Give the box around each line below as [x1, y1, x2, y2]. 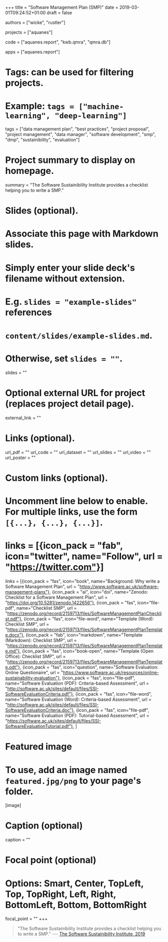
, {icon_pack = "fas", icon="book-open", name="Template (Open [19, 648, 154, 654]
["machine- [78, 102, 124, 112]
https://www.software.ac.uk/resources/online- [62, 669, 159, 676]
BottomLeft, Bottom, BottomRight [5, 899, 147, 911]
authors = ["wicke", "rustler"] [5, 20, 65, 25]
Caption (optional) [5, 820, 83, 831]
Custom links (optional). [5, 472, 108, 483]
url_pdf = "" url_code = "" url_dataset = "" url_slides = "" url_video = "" [5, 449, 151, 455]
